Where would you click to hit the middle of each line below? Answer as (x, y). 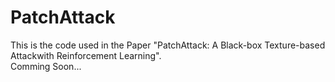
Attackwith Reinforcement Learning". (86, 55)
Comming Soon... (46, 66)
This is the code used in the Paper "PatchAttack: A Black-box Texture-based (168, 45)
